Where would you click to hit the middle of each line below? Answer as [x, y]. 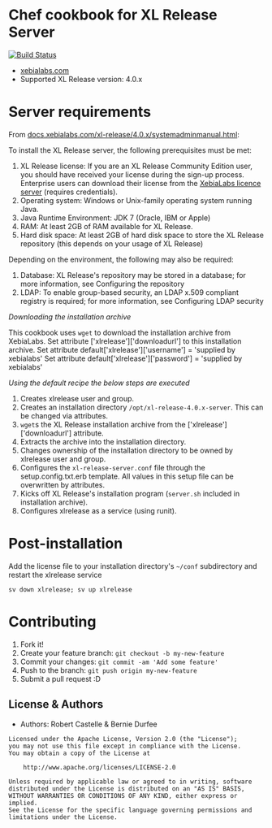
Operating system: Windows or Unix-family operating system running [136, 200]
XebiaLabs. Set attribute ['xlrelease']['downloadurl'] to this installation [125, 341]
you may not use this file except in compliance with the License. [125, 746]
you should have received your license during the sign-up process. [132, 174]
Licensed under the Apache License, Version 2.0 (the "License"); [123, 739]
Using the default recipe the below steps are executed [99, 383]
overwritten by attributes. [63, 484]
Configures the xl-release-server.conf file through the [112, 467]
